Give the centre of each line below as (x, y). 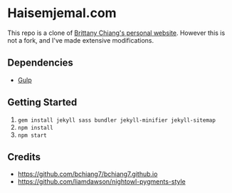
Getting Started (42, 102)
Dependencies (40, 63)
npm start (32, 135)
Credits (24, 157)
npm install (35, 127)
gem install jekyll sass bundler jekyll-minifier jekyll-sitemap (116, 120)
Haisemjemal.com (62, 13)
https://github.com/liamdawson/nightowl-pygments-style (102, 182)
